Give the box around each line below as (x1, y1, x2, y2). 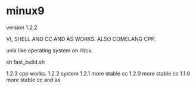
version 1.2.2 (6, 24, 38, 31)
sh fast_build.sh (6, 58, 45, 65)
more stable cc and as (6, 76, 61, 83)
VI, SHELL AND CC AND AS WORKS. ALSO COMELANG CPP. (6, 35, 156, 42)
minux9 (6, 4, 45, 18)
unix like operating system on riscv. (6, 46, 94, 54)
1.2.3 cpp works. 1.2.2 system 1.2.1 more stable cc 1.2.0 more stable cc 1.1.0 (6, 70, 191, 77)
